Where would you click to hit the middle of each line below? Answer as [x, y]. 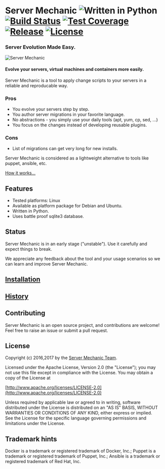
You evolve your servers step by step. [51, 109]
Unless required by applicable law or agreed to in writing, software [73, 402]
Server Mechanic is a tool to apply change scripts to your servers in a [76, 80]
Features [19, 188]
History [17, 296]
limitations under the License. [35, 423]
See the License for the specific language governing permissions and [76, 418]
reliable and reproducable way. [37, 85]
